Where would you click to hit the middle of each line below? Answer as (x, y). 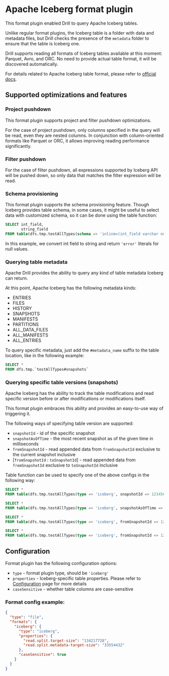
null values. (17, 249)
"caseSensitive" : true (42, 655)
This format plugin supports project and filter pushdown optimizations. (78, 120)
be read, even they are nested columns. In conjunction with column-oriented (84, 135)
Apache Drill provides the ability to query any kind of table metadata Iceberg (84, 273)
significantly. (18, 146)
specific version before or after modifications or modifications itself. (75, 399)
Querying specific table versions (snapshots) (62, 382)
